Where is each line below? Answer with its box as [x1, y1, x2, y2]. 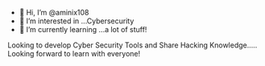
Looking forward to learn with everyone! [7, 49, 141, 58]
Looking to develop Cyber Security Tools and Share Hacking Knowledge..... [7, 40, 258, 50]
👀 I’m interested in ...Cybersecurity [19, 16, 135, 26]
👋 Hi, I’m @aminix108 [19, 8, 89, 17]
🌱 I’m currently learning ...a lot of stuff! [19, 25, 147, 34]
